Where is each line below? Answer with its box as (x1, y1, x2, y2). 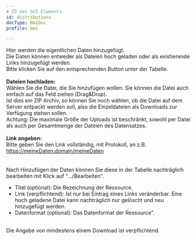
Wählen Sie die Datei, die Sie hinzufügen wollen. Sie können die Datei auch (6, 84, 189, 92)
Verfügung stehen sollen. (6, 110, 68, 117)
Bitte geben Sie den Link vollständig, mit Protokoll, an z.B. (6, 141, 147, 148)
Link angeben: (6, 135, 43, 142)
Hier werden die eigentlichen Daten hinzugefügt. (6, 47, 125, 54)
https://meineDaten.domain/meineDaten (6, 148, 104, 155)
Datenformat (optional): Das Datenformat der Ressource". (14, 209, 155, 216)
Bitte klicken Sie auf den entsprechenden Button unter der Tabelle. (6, 66, 169, 73)
